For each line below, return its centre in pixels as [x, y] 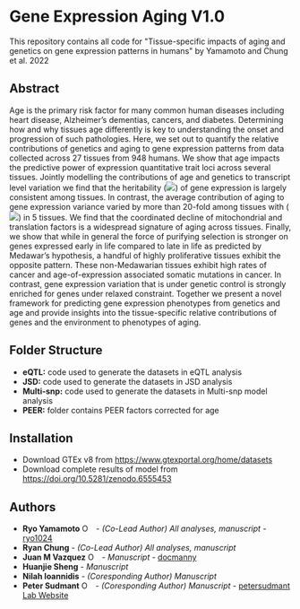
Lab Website [45, 596]
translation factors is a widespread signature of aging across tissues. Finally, [150, 227]
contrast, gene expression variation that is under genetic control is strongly [148, 283]
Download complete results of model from [100, 469]
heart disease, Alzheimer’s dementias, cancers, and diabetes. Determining [146, 119]
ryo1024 [37, 538]
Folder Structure [56, 350]
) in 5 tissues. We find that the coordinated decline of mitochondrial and [150, 217]
